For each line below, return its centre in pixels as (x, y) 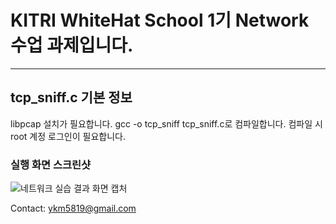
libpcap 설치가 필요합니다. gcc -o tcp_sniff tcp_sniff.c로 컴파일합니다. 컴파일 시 (166, 123)
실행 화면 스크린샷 (51, 164)
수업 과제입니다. (72, 45)
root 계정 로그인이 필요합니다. (68, 136)
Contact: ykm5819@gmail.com (73, 208)
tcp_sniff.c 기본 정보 (71, 97)
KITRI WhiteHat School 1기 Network (160, 20)
